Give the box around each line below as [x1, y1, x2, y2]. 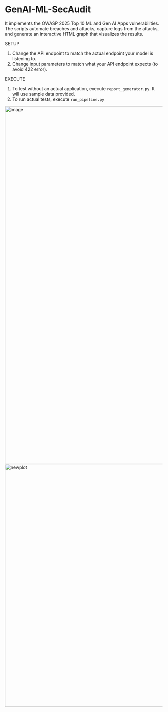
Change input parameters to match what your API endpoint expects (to [12, 61, 158, 67]
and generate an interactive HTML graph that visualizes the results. [5, 31, 144, 37]
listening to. [12, 55, 36, 61]
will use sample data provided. [12, 91, 75, 97]
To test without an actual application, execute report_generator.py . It [12, 85, 155, 91]
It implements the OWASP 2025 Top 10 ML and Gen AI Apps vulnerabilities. [5, 20, 160, 26]
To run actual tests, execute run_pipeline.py [12, 96, 105, 102]
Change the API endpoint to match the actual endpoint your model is [12, 50, 154, 56]
